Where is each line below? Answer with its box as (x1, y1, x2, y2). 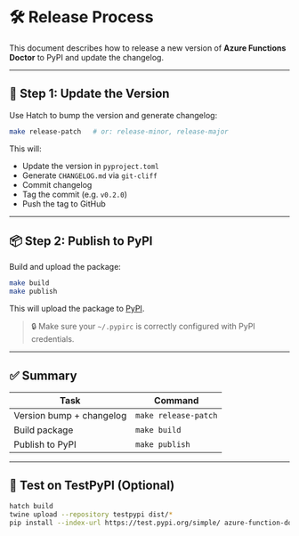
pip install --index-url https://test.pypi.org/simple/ (9, 518, 221, 527)
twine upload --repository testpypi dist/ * (9, 509, 174, 519)
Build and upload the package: (9, 262, 122, 272)
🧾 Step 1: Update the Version (9, 86, 170, 102)
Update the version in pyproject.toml (21, 160, 159, 171)
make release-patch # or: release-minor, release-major (9, 126, 229, 136)
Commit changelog (21, 179, 93, 190)
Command (154, 394, 199, 406)
